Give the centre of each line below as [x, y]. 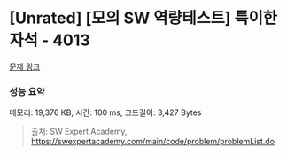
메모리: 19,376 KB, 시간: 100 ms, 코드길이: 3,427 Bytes [105, 112]
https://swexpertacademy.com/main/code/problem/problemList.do [153, 142]
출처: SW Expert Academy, [79, 132]
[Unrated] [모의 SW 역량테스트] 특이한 [143, 18]
